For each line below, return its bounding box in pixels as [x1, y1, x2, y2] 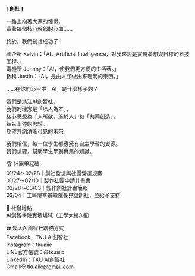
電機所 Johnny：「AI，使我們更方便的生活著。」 [6, 65, 120, 72]
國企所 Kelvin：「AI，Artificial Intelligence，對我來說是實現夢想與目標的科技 [6, 50, 190, 58]
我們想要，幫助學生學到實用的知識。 [6, 148, 95, 154]
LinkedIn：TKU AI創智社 [6, 256, 65, 263]
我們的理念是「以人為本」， [6, 106, 71, 112]
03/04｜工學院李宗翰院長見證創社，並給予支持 [6, 192, 121, 199]
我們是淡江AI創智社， [6, 98, 58, 105]
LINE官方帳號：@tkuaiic [6, 249, 65, 255]
